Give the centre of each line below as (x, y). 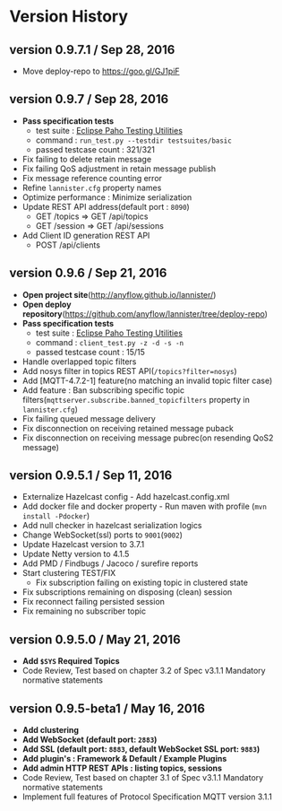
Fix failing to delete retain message (87, 159)
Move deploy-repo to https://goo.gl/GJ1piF (101, 71)
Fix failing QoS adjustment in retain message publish (119, 169)
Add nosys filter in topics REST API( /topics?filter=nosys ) (129, 371)
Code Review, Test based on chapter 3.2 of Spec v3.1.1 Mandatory (144, 671)
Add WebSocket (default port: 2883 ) (90, 740)
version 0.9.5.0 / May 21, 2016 (95, 639)
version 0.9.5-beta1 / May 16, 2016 (107, 708)
